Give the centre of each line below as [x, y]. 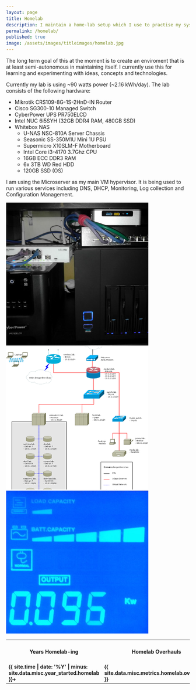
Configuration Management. [40, 194]
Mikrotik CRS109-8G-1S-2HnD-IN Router [63, 102]
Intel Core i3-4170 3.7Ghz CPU [60, 152]
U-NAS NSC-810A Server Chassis [64, 133]
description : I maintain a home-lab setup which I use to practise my [94, 25]
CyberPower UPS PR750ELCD [51, 115]
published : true [26, 37]
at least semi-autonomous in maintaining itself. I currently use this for [89, 67]
